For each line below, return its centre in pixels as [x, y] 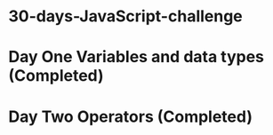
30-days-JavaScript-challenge [126, 16]
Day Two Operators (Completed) [130, 116]
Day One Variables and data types [136, 57]
